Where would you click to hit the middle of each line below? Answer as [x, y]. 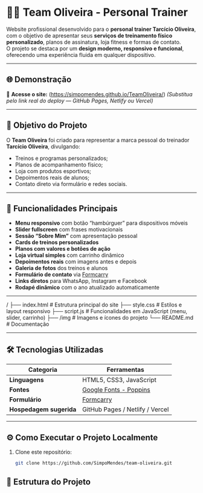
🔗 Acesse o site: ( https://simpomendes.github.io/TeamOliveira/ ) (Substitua [99, 94]
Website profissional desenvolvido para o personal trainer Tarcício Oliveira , [101, 29]
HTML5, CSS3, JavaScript [120, 380]
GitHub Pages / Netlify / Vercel [126, 409]
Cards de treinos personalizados [57, 242]
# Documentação [28, 324]
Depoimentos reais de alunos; [52, 177]
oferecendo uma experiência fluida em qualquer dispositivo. [81, 55]
